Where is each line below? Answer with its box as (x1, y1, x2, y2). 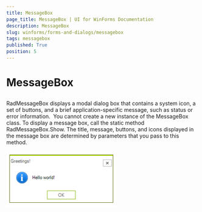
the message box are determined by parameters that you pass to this (6, 132, 179, 140)
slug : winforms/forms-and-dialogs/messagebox (6, 29, 124, 35)
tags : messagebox (6, 35, 50, 42)
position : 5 (6, 49, 37, 55)
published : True (6, 42, 47, 48)
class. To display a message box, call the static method (6, 119, 145, 126)
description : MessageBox (6, 23, 69, 29)
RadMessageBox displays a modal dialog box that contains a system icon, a (6, 100, 196, 107)
